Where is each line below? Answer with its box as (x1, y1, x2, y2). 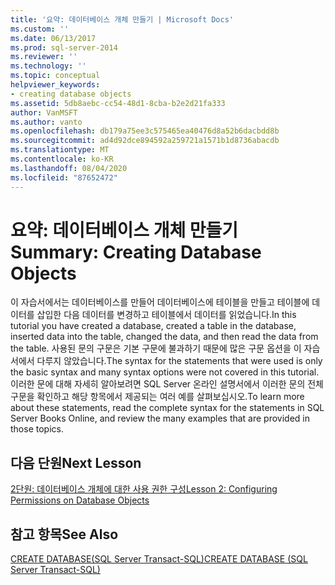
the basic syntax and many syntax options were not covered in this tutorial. (10, 366, 320, 378)
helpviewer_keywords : (10, 80, 101, 90)
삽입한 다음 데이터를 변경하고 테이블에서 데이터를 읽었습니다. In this (36, 309, 297, 321)
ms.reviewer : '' (10, 52, 78, 62)
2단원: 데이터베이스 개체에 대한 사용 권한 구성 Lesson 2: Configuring (10, 483, 278, 495)
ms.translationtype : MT (10, 145, 110, 155)
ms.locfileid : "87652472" (10, 172, 118, 183)
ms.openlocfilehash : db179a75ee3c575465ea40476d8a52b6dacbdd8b (10, 126, 280, 136)
